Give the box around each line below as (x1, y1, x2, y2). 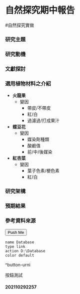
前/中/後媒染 (27, 149, 53, 155)
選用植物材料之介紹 (5, 80, 51, 87)
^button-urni (5, 262, 31, 268)
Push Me (7, 230, 24, 235)
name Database (5, 240, 35, 245)
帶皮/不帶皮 (27, 105, 51, 111)
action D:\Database (5, 249, 46, 254)
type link (5, 244, 26, 249)
